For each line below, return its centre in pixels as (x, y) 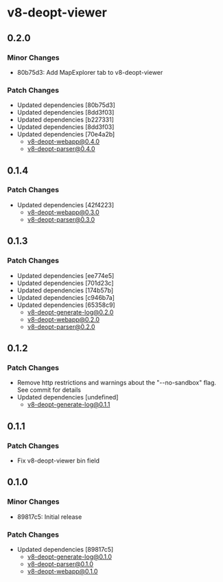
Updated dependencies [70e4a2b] (66, 135)
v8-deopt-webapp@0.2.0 (63, 319)
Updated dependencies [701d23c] (66, 283)
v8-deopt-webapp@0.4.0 (63, 141)
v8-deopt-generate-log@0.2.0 (70, 312)
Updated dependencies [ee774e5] (66, 275)
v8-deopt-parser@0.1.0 (60, 563)
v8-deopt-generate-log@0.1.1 (69, 405)
